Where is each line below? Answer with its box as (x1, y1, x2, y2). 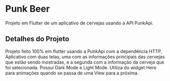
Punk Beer (5, 3, 50, 15)
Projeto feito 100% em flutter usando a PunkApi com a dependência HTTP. (5, 48, 162, 54)
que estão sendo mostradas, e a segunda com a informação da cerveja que (5, 59, 164, 65)
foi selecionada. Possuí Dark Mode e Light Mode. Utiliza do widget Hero (5, 64, 157, 70)
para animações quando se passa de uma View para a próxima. (5, 70, 139, 76)
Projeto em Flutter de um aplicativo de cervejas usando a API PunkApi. (5, 20, 154, 26)
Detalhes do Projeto (5, 35, 69, 43)
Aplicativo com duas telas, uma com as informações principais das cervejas (5, 53, 165, 60)
